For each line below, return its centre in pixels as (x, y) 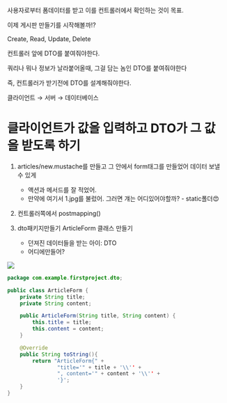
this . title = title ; (62, 322)
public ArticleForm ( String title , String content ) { (98, 316)
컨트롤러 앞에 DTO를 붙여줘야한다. (54, 53)
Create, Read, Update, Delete (49, 39)
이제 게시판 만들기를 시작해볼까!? (52, 25)
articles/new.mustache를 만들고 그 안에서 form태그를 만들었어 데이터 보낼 (119, 166)
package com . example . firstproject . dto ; (65, 278)
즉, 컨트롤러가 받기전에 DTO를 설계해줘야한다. (69, 83)
